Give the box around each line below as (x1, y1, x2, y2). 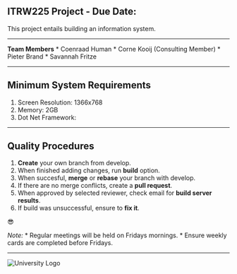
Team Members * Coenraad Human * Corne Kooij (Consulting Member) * (7, 44, 221, 53)
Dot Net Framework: (17, 113, 77, 121)
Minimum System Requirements (7, 79, 152, 91)
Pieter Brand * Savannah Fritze (7, 52, 97, 61)
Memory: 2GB (17, 105, 59, 114)
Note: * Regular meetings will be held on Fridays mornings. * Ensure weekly (7, 231, 227, 239)
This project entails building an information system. (7, 24, 157, 32)
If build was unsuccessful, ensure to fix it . (17, 204, 140, 213)
